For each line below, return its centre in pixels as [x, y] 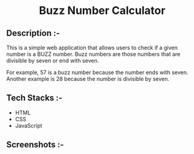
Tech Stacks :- [34, 98]
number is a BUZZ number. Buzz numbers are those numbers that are [93, 54]
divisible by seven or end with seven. [53, 61]
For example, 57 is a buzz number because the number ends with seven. [97, 72]
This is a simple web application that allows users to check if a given [92, 47]
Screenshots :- [35, 145]
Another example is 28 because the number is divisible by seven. [88, 79]
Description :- [33, 33]
